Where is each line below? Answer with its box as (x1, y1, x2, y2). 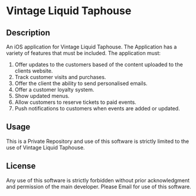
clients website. (14, 67, 53, 74)
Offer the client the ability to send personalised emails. (14, 80, 148, 87)
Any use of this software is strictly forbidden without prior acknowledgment (6, 177, 190, 184)
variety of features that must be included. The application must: (6, 50, 161, 57)
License (6, 161, 36, 171)
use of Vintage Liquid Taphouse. (6, 143, 85, 151)
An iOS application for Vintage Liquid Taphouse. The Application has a (6, 43, 177, 50)
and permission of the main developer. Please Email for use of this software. (6, 183, 191, 190)
